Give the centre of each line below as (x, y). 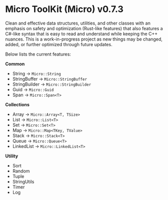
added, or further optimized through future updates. (59, 44)
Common (15, 64)
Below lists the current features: (38, 54)
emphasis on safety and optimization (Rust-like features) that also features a (84, 28)
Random (21, 171)
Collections (18, 104)
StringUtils (23, 181)
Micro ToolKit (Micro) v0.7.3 (64, 9)
